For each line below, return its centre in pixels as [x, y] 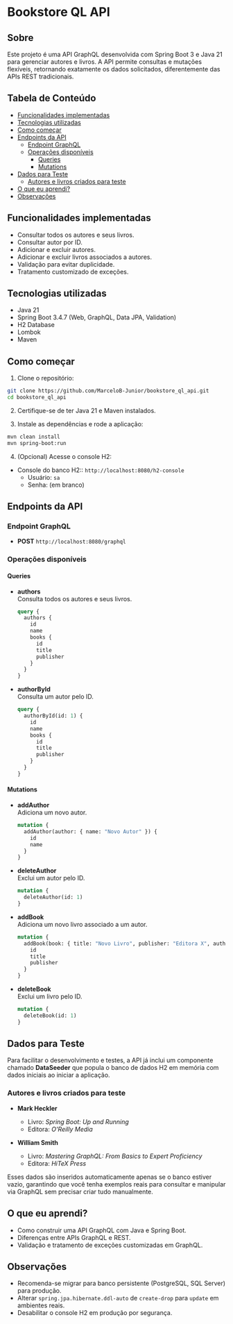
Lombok [29, 332]
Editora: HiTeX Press [57, 1163]
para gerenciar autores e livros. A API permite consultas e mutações [105, 62]
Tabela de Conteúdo [52, 98]
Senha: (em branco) [56, 485]
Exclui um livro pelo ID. [50, 996]
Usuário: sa [44, 477]
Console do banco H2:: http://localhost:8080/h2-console [101, 470]
